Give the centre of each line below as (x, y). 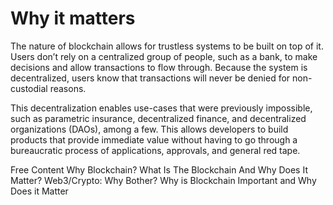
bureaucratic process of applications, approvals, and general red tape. (155, 150)
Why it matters (73, 18)
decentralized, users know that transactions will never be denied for (150, 78)
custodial (29, 88)
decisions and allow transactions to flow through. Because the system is (159, 67)
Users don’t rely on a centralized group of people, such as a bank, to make (164, 56)
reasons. (68, 88)
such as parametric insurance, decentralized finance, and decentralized (158, 118)
